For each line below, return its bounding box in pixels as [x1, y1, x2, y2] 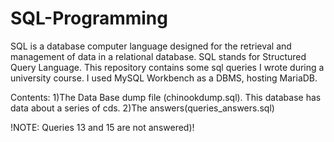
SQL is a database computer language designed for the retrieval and [10, 40, 292, 52]
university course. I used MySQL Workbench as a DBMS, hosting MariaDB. [10, 72, 318, 84]
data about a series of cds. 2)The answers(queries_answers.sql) [10, 102, 275, 114]
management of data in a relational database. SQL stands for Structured [10, 50, 307, 62]
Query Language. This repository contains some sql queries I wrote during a [10, 61, 325, 73]
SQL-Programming [10, 7, 168, 30]
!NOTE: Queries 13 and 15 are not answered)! [10, 121, 195, 133]
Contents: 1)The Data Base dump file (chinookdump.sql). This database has [10, 91, 322, 103]
